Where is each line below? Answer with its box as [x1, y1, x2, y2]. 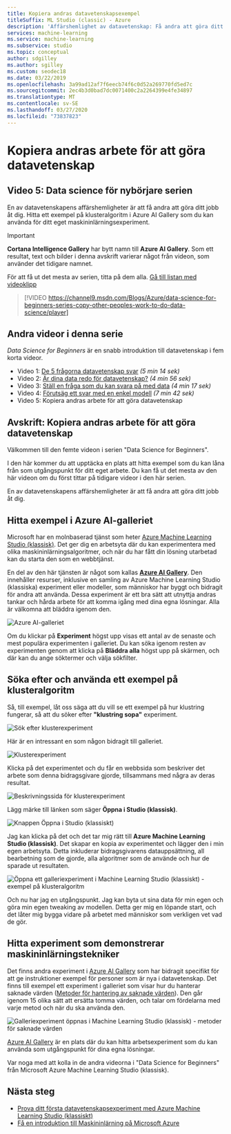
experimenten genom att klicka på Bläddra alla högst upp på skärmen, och [7, 647, 219, 655]
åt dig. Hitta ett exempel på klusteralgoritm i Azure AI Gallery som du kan [7, 210, 214, 218]
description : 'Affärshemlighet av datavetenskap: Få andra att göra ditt [7, 23, 224, 30]
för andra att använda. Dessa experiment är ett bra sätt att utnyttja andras [7, 590, 217, 598]
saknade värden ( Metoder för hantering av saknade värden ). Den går [7, 989, 203, 997]
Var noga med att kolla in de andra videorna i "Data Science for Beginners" [7, 1058, 220, 1066]
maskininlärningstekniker [7, 948, 119, 961]
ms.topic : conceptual [7, 49, 70, 56]
